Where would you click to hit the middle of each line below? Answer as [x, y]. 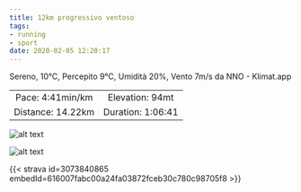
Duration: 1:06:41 [141, 112]
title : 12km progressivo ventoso [72, 17]
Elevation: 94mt [141, 98]
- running [28, 34]
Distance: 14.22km [54, 112]
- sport [24, 43]
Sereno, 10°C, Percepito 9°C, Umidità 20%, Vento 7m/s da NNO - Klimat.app [150, 76]
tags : [19, 26]
